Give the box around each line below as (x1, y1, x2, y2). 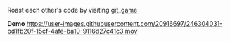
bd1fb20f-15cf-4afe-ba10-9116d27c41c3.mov (7, 27, 138, 35)
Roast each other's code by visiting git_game (7, 6, 138, 14)
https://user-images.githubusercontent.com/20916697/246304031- (26, 20, 223, 27)
